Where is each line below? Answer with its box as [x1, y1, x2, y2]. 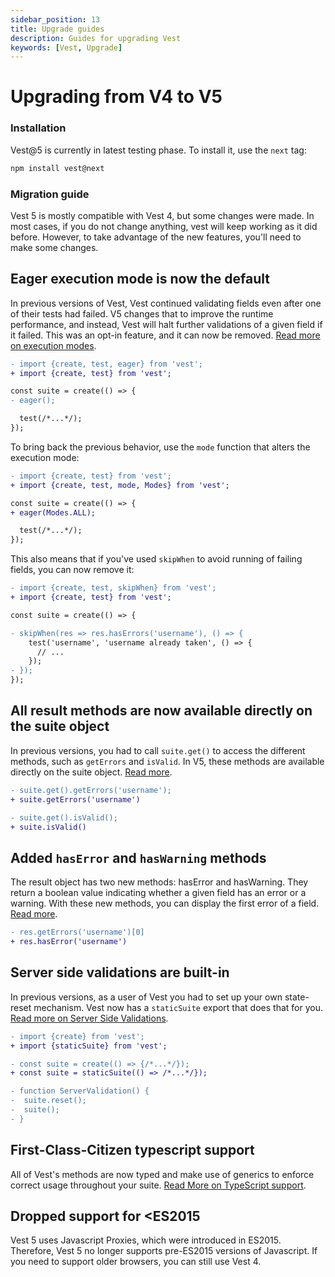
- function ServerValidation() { [10, 1086, 150, 1096]
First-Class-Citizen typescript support [10, 1142, 255, 1159]
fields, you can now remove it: [10, 564, 135, 576]
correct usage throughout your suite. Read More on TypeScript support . [10, 1179, 307, 1191]
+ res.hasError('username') [10, 937, 128, 947]
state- [284, 991, 310, 1003]
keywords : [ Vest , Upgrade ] [10, 42, 123, 53]
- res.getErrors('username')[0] [10, 927, 145, 938]
